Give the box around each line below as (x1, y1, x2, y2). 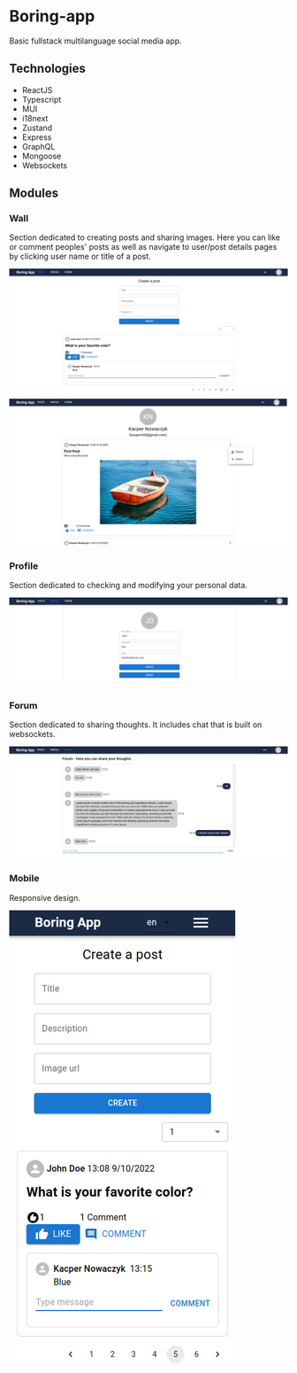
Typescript (21, 94, 62, 105)
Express (21, 131, 52, 143)
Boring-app (9, 6, 95, 27)
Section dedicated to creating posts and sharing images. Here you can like (9, 232, 281, 243)
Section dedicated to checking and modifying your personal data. (9, 580, 247, 591)
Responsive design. (9, 892, 81, 903)
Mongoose (21, 151, 62, 161)
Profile (9, 560, 39, 572)
